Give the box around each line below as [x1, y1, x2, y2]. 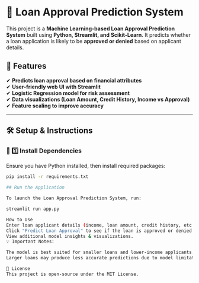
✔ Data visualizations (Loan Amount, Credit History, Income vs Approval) [6, 96, 190, 103]
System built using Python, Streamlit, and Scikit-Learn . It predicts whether [6, 31, 191, 38]
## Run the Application [6, 185, 65, 190]
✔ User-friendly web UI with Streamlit [6, 83, 101, 90]
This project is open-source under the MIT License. [6, 271, 139, 277]
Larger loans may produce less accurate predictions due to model [6, 255, 174, 261]
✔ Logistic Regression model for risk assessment [6, 89, 130, 97]
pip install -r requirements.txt [6, 174, 89, 180]
